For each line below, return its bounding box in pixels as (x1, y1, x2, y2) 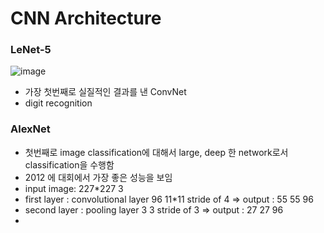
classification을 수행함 (24, 158, 115, 171)
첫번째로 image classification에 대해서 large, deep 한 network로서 (24, 146, 289, 158)
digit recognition (24, 97, 93, 109)
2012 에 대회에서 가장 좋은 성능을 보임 (24, 171, 173, 183)
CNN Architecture (10, 7, 162, 30)
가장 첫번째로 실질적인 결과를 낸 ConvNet (24, 86, 187, 98)
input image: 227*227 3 (24, 182, 124, 194)
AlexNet (10, 122, 51, 136)
